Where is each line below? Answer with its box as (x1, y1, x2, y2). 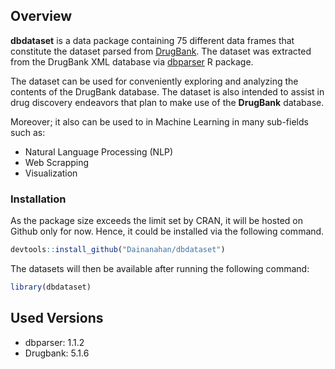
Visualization (24, 167, 78, 179)
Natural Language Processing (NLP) (24, 145, 174, 158)
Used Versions (10, 310, 104, 327)
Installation (10, 192, 67, 206)
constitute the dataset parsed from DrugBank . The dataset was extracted (10, 45, 312, 57)
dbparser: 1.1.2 (24, 336, 85, 348)
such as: (10, 126, 46, 138)
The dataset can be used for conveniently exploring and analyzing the (10, 75, 299, 87)
